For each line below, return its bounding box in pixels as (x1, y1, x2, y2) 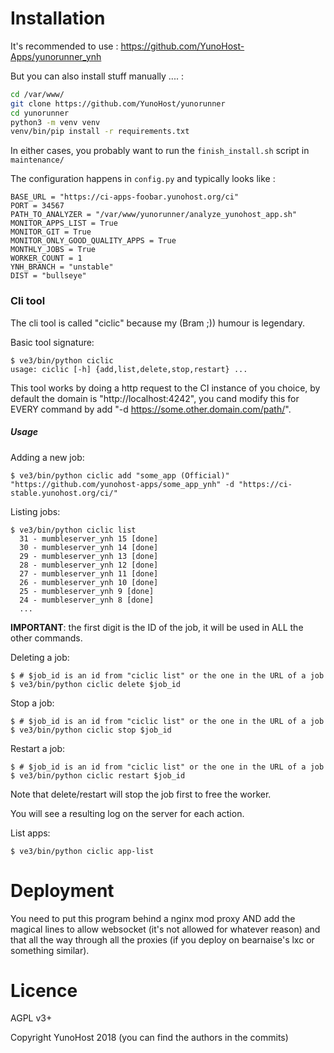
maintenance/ (10, 155, 65, 166)
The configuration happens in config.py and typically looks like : (10, 173, 276, 185)
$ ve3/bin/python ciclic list (10, 525, 137, 535)
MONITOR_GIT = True (10, 227, 92, 237)
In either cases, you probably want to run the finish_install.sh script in (10, 145, 310, 157)
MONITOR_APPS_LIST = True (10, 218, 118, 229)
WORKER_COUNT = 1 (10, 253, 83, 264)
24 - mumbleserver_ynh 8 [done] (19, 595, 155, 605)
